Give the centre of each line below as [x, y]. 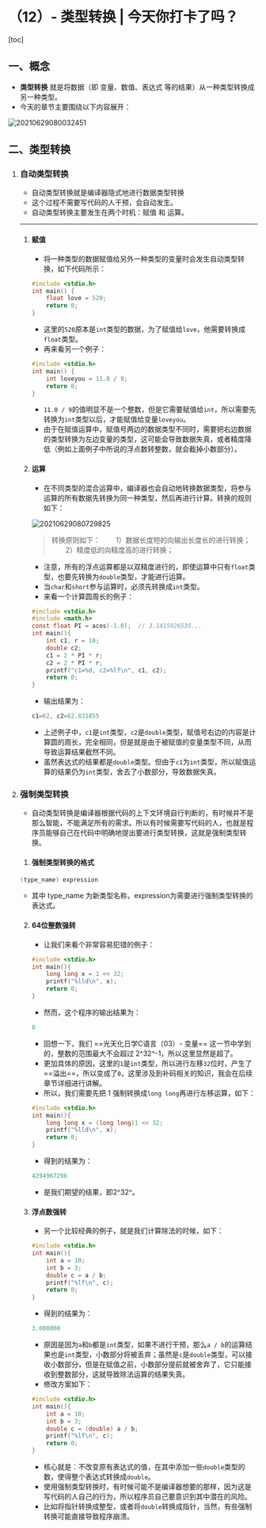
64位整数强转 [54, 925]
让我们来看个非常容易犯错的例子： [99, 944]
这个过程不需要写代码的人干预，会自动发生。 [104, 203]
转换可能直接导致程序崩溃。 [89, 1516]
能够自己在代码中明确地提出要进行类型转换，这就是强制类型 [142, 833]
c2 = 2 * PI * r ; [74, 663]
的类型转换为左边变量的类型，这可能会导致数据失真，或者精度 [144, 439]
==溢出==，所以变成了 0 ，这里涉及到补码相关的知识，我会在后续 [148, 1073]
